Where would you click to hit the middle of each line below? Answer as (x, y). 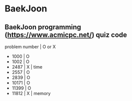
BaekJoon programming (43, 27)
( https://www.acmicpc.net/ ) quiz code (66, 35)
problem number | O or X (30, 47)
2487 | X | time (27, 67)
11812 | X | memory (31, 93)
